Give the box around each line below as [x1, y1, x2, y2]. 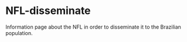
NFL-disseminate [5, 4, 91, 17]
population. [5, 29, 33, 36]
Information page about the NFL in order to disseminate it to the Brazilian [5, 23, 181, 30]
